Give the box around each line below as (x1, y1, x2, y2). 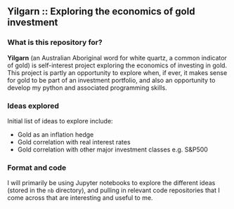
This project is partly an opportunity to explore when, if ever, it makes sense (7, 68, 228, 76)
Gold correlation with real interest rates (17, 137, 131, 146)
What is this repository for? (7, 38, 103, 48)
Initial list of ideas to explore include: (7, 116, 114, 125)
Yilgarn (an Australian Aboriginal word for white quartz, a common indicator (7, 53, 227, 62)
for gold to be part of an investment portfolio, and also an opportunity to (7, 76, 216, 84)
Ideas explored (7, 101, 60, 111)
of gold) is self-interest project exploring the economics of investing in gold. (7, 61, 227, 69)
